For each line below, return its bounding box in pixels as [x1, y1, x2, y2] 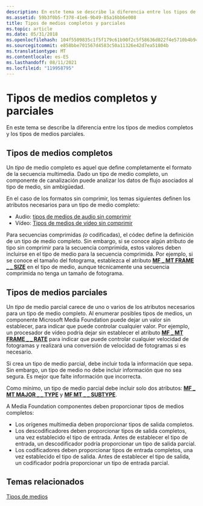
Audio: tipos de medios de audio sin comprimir [14, 213, 132, 221]
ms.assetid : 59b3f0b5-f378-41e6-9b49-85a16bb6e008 [6, 15, 137, 21]
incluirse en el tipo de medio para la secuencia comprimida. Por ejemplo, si [6, 250, 193, 258]
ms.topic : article [6, 25, 53, 32]
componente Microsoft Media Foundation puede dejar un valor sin [6, 316, 171, 323]
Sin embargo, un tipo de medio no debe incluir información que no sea [6, 366, 182, 374]
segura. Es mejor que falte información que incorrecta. [6, 372, 143, 380]
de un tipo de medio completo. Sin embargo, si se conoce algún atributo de [6, 238, 194, 245]
